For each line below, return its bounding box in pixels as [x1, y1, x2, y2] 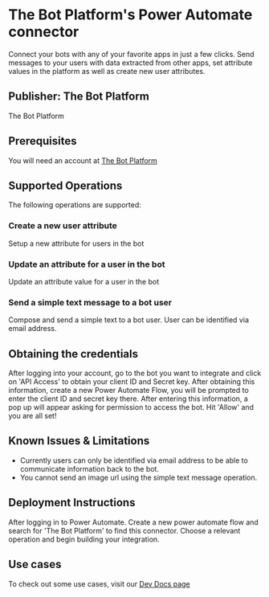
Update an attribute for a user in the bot [8, 259, 165, 270]
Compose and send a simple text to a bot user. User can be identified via [8, 315, 249, 325]
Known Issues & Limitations [8, 434, 150, 448]
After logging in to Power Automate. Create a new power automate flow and [8, 517, 259, 527]
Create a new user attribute [8, 220, 118, 231]
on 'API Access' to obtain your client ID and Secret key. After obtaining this [8, 377, 255, 386]
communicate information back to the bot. [19, 464, 159, 473]
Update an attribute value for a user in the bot [8, 276, 159, 286]
